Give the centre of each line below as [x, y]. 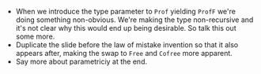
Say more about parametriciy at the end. [81, 61]
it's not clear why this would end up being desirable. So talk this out [126, 28]
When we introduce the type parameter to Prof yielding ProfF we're [125, 11]
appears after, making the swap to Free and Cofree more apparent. [124, 53]
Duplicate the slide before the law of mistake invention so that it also [127, 45]
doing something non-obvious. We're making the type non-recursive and [134, 20]
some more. [35, 36]
